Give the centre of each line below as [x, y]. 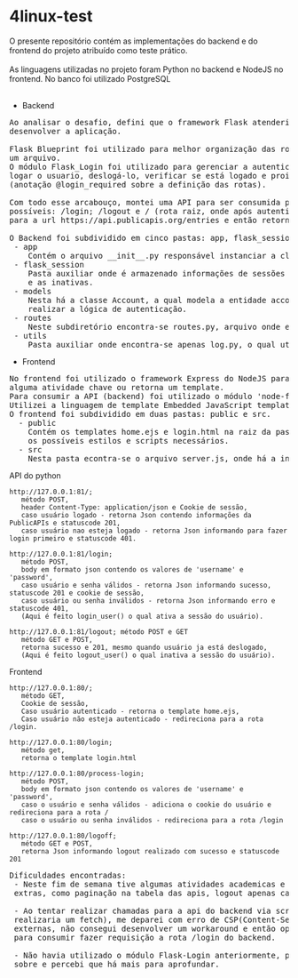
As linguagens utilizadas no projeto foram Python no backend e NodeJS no [146, 69]
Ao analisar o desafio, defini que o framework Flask [129, 122]
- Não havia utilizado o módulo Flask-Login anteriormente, [147, 955]
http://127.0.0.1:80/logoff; [63, 836]
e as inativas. [61, 282]
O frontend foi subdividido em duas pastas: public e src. [141, 414]
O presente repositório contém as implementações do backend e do [134, 41]
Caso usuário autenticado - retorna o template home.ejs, [130, 711]
